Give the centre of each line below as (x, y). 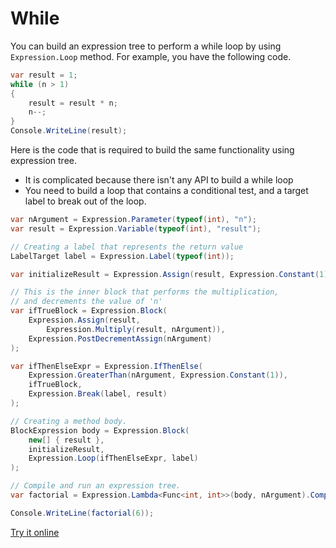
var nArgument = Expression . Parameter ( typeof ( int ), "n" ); (133, 220)
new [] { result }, (66, 440)
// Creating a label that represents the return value (127, 247)
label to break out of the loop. (85, 201)
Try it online (35, 532)
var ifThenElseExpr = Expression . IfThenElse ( (106, 366)
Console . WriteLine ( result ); (69, 131)
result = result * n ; (73, 103)
